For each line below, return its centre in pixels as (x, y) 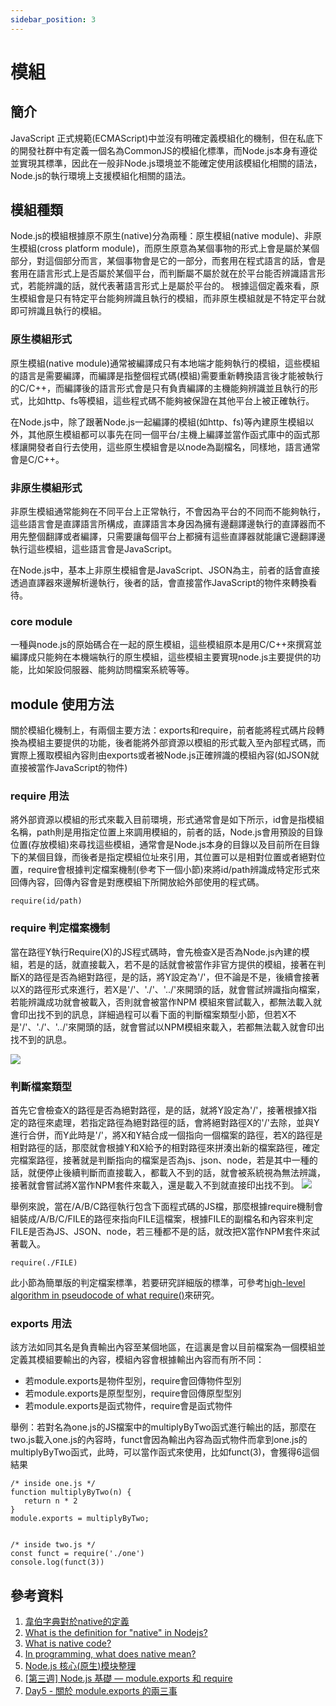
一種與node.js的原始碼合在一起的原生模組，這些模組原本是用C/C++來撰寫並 (166, 645)
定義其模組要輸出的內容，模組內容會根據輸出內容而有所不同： (137, 1360)
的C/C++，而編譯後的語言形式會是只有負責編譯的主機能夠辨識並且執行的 (160, 388)
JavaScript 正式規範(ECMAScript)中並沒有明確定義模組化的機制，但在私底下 (167, 138)
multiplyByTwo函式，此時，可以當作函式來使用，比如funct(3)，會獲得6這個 (165, 1452)
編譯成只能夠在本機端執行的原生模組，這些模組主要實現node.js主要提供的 (161, 657)
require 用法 (40, 796)
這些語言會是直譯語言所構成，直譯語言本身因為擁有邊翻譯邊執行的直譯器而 (163, 524)
